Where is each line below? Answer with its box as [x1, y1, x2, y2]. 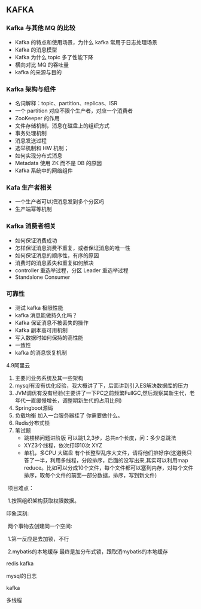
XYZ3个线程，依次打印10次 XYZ [23, 441, 103, 449]
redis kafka [6, 559, 34, 567]
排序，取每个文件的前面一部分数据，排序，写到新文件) [23, 471, 157, 479]
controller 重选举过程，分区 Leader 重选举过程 [14, 266, 129, 274]
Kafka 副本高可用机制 [14, 326, 68, 334]
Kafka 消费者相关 [6, 222, 56, 230]
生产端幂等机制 [14, 206, 52, 213]
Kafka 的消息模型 [14, 46, 57, 53]
